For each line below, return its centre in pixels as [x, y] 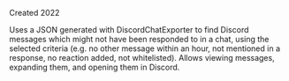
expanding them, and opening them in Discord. [95, 67]
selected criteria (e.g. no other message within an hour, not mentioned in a [145, 48]
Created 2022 [34, 13]
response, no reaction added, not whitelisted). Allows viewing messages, [142, 58]
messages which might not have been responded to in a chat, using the [139, 39]
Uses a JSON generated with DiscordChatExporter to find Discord [129, 29]
